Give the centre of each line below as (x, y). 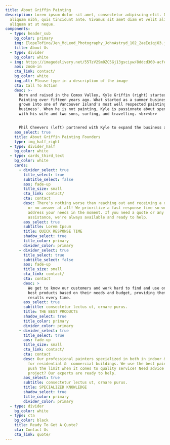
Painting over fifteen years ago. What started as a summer (83, 100)
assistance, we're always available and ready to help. (88, 217)
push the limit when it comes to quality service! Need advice (96, 368)
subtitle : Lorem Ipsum (47, 227)
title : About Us (32, 48)
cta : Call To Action (36, 85)
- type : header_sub (30, 34)
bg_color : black (32, 420)
